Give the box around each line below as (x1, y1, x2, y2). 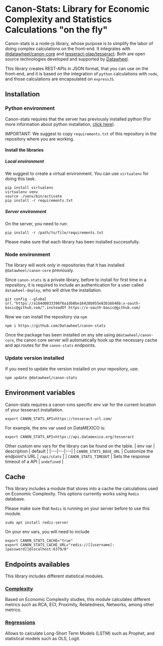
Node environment (5, 251, 50, 258)
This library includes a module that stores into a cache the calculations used (5, 486, 158, 492)
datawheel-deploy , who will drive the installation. (5, 287, 102, 293)
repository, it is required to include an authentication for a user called (5, 282, 144, 288)
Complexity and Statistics (5, 14, 112, 25)
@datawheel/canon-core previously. (5, 267, 74, 273)
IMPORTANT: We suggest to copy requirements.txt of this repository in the (5, 131, 157, 137)
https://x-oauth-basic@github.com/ (68, 305, 141, 311)
